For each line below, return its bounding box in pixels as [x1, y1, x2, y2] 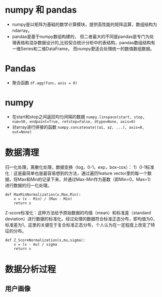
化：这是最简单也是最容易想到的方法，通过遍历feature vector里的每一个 [5, 170, 147, 176]
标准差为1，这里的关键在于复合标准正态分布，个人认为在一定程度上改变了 [5, 222, 151, 227]
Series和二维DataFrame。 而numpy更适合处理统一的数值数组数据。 [20, 46, 155, 52]
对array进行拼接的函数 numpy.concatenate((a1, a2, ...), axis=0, [12, 124, 145, 130]
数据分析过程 [5, 263, 57, 275]
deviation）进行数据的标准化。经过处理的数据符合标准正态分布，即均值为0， [5, 216, 158, 222]
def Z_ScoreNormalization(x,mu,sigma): [5, 238, 86, 243]
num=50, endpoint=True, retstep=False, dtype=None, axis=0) [12, 119, 136, 124]
